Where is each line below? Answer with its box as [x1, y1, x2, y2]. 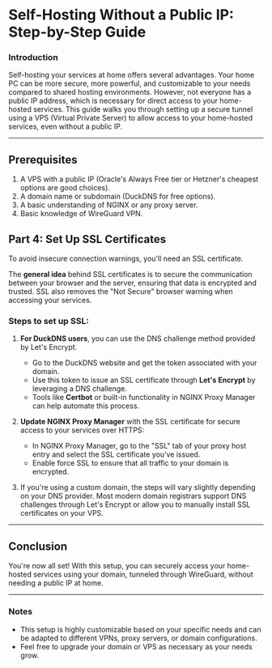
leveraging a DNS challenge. [32, 384, 128, 394]
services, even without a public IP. [8, 121, 123, 131]
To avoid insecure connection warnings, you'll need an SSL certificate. [8, 253, 244, 264]
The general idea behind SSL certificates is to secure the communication [8, 270, 253, 279]
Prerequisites [8, 152, 78, 167]
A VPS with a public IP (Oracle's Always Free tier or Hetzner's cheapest [19, 174, 259, 184]
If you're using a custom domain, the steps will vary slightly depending [19, 483, 257, 492]
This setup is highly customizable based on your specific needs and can [19, 624, 261, 634]
